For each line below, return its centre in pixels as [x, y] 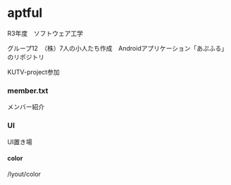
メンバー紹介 [26, 107]
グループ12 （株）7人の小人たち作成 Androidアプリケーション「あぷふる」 [117, 48]
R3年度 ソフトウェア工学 [45, 33]
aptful [25, 13]
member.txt [28, 91]
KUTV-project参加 [33, 72]
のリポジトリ [26, 57]
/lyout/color [24, 174]
